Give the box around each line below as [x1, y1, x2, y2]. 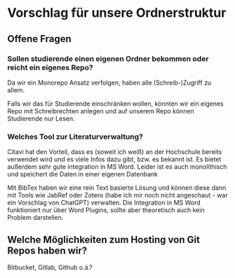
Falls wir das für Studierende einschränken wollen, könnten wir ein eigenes [7, 99, 224, 108]
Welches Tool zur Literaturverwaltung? [7, 132, 144, 141]
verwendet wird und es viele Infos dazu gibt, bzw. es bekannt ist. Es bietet [7, 155, 222, 164]
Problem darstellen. [7, 214, 64, 222]
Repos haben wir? [7, 244, 88, 256]
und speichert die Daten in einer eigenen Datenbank [7, 170, 158, 179]
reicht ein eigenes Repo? [7, 62, 93, 72]
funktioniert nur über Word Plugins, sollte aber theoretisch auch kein [7, 206, 205, 214]
